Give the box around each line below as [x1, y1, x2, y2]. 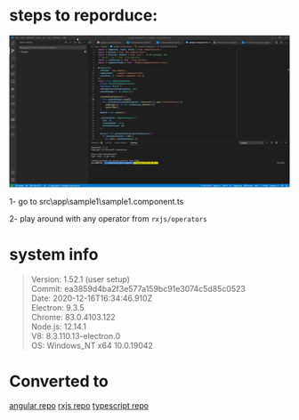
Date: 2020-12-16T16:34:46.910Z [30, 293, 153, 303]
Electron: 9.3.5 [30, 302, 85, 312]
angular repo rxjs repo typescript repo [9, 400, 149, 411]
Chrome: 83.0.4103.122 [30, 311, 116, 322]
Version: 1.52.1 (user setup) [30, 273, 131, 285]
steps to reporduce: [9, 5, 158, 26]
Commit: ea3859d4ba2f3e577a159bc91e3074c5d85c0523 [30, 283, 246, 294]
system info [9, 244, 99, 264]
